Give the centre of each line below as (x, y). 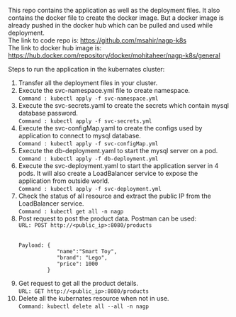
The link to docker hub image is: (55, 48)
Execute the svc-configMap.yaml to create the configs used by (110, 128)
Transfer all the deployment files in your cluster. (88, 83)
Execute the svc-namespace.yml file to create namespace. (104, 90)
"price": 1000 (77, 264)
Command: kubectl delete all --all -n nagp (84, 306)
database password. (48, 113)
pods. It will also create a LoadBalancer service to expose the (108, 173)
